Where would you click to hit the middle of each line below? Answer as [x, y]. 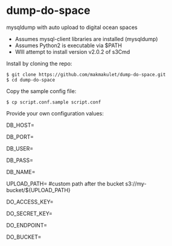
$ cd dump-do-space [31, 80]
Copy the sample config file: [41, 91]
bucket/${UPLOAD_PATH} [38, 190]
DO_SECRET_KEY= [30, 213]
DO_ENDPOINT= [27, 225]
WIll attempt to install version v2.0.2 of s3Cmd [72, 51]
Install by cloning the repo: [39, 63]
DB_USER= [20, 148]
